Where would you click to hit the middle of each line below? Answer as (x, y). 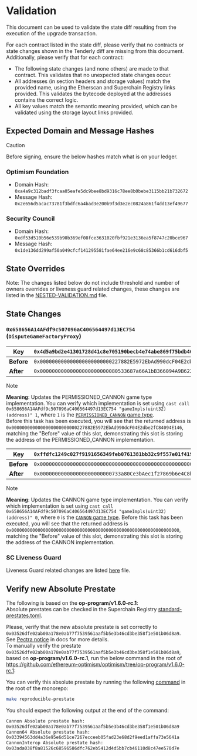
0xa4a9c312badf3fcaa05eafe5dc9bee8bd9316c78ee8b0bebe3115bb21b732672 (101, 192)
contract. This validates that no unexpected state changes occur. (93, 75)
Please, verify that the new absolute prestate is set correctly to (82, 627)
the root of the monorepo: (37, 688)
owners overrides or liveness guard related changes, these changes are (93, 289)
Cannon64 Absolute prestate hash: (48, 732)
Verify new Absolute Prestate (61, 589)
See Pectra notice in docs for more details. (58, 639)
